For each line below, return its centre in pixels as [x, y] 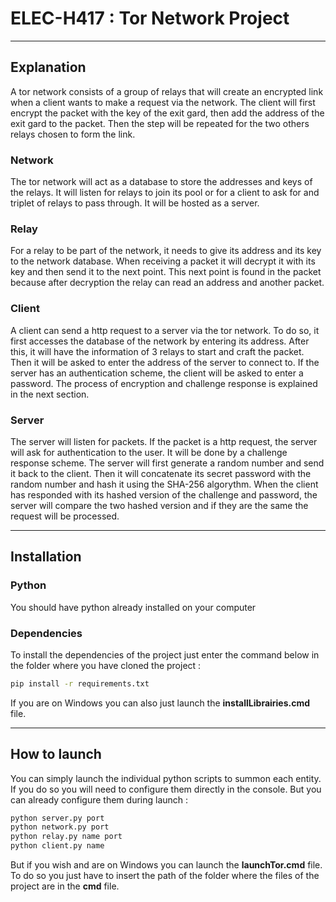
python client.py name [57, 846]
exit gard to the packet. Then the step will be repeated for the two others [160, 123]
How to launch [56, 754]
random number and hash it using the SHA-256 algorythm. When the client [164, 484]
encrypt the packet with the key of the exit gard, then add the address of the [167, 113]
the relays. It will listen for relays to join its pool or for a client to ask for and [165, 193]
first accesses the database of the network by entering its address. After [160, 341]
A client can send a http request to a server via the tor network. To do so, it [165, 330]
